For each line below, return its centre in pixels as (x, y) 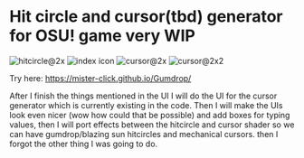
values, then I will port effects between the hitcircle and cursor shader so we (152, 125)
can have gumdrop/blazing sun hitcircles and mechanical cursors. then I (144, 134)
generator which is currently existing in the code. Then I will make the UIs (146, 105)
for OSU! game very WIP (103, 36)
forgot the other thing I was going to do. (84, 144)
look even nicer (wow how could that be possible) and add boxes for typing (150, 115)
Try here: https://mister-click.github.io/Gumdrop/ (100, 78)
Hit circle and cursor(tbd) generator (146, 17)
